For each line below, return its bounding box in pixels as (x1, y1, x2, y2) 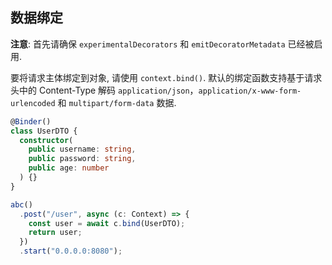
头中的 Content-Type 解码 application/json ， (10, 84, 199, 96)
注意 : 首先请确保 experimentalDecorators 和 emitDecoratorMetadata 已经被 (10, 38, 315, 50)
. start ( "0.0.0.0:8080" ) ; (19, 246, 123, 257)
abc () (10, 199, 33, 210)
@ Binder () (10, 116, 52, 127)
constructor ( (19, 135, 74, 145)
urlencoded (10, 98, 56, 108)
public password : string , (28, 154, 137, 164)
